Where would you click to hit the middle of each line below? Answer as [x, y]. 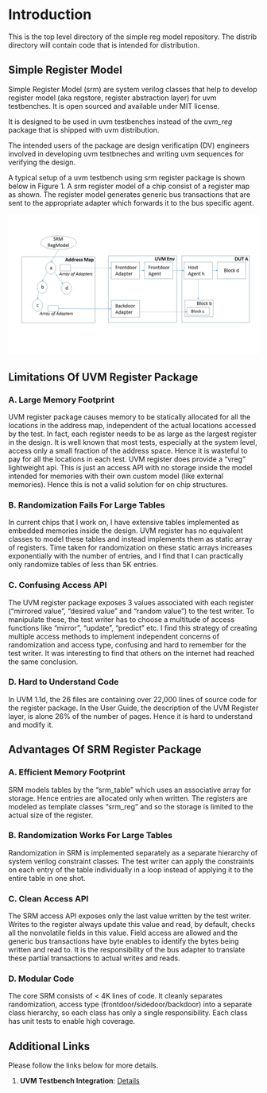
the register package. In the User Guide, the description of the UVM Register [133, 708]
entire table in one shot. [47, 878]
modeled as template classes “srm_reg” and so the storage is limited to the [131, 806]
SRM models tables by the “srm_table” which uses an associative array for [130, 790]
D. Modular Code [41, 979]
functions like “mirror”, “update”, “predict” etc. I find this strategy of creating [133, 628]
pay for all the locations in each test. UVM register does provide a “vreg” [127, 459]
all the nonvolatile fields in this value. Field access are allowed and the [123, 933]
